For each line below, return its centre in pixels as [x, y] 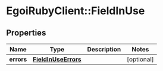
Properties [26, 33]
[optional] [141, 59]
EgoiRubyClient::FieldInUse [76, 11]
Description [104, 49]
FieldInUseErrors [57, 59]
